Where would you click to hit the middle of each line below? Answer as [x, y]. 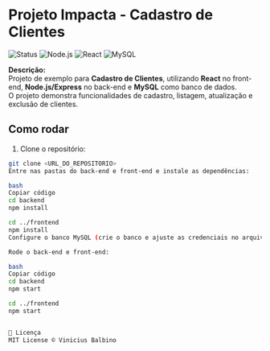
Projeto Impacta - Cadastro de [110, 15]
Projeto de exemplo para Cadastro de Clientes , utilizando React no [120, 78]
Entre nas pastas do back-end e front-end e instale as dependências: [129, 171]
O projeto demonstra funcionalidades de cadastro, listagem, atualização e [131, 95]
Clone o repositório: [53, 149]
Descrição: [27, 69]
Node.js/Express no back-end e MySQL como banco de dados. [131, 87]
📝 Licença [25, 332]
